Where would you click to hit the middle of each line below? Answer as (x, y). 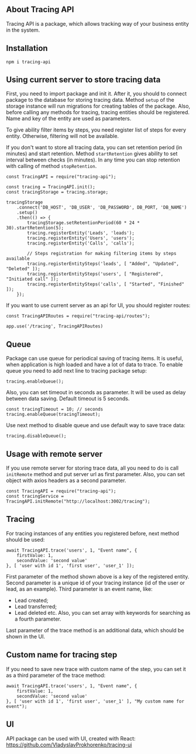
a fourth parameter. (38, 619)
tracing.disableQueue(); (36, 436)
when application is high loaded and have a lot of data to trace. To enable (94, 364)
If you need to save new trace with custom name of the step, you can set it (96, 669)
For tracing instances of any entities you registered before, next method (93, 533)
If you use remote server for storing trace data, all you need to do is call (92, 468)
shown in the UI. (26, 636)
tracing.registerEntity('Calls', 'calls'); (81, 243)
